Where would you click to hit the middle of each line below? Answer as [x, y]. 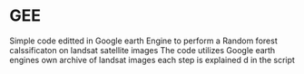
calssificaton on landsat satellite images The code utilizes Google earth [142, 50]
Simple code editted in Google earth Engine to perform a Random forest [144, 41]
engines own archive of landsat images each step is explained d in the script [152, 60]
